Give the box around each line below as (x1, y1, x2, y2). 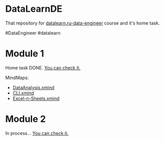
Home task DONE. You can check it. (5, 64, 80, 70)
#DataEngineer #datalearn (5, 30, 61, 36)
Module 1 (5, 48, 44, 59)
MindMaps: (5, 75, 29, 81)
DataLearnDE (5, 3, 63, 15)
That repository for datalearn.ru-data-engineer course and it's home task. (5, 20, 160, 26)
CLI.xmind (12, 90, 34, 96)
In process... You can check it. (5, 130, 69, 136)
